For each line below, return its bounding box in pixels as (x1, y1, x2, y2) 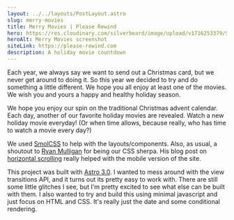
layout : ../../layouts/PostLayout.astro (7, 10, 127, 17)
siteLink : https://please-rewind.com (7, 42, 117, 49)
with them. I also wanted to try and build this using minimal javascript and (7, 189, 218, 198)
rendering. (7, 205, 37, 213)
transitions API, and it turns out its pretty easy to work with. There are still (7, 175, 218, 183)
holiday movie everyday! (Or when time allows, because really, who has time (7, 118, 226, 127)
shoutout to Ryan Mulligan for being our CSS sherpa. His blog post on (7, 147, 208, 155)
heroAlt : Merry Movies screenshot (7, 36, 108, 43)
